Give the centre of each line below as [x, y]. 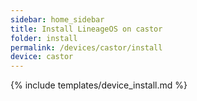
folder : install [44, 38]
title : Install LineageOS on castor [86, 29]
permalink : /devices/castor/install [86, 47]
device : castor [42, 57]
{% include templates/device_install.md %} [99, 85]
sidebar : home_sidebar [57, 19]
